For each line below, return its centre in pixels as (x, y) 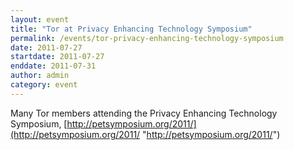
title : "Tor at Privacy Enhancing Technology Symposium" (131, 29)
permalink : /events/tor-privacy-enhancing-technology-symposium (147, 38)
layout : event (40, 19)
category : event (44, 85)
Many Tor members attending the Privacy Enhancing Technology (144, 113)
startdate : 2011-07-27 (57, 57)
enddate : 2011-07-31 (53, 66)
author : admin (40, 76)
